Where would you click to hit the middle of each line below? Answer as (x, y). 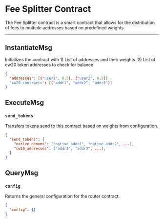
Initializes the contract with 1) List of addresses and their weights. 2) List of (80, 59)
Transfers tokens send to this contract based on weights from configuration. (82, 126)
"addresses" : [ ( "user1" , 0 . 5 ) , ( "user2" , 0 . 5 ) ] (59, 78)
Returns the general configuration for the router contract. (62, 196)
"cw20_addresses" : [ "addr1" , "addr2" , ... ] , (60, 148)
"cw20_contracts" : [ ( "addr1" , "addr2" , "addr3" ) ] (61, 83)
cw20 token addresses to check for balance (49, 65)
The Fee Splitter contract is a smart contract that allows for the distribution (80, 22)
